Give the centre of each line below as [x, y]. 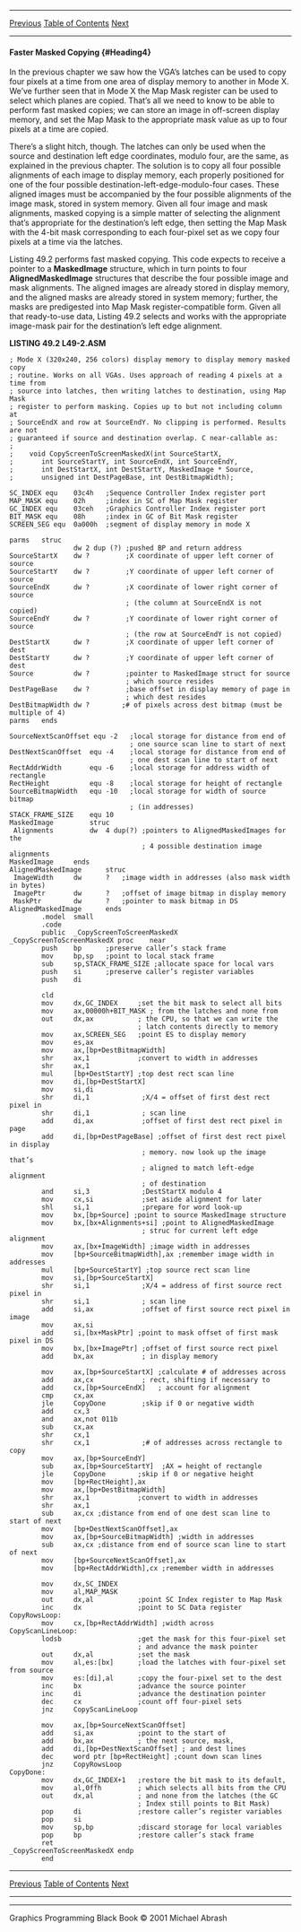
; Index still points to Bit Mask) [204, 1804]
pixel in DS [31, 1341]
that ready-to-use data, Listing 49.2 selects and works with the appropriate [148, 317]
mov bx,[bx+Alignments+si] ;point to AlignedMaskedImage [158, 1223]
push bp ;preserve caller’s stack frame [134, 949]
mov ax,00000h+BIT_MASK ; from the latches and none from [160, 1011]
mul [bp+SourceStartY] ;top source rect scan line [146, 1270]
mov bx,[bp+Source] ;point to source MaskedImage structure [164, 1215]
